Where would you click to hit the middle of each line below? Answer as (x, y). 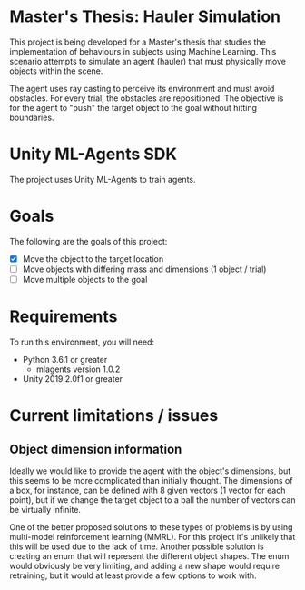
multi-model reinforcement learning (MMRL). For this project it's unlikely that (152, 536)
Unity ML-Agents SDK (93, 154)
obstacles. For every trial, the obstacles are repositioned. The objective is (147, 98)
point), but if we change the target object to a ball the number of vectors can (152, 500)
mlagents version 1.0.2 (78, 369)
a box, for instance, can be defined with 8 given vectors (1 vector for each (148, 490)
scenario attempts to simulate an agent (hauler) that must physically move (148, 61)
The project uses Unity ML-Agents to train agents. (103, 179)
